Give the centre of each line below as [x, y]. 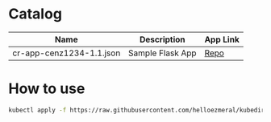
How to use [47, 89]
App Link [222, 39]
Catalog [35, 14]
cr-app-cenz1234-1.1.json [67, 53]
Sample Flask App [162, 53]
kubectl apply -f [38, 110]
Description [163, 39]
